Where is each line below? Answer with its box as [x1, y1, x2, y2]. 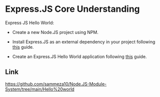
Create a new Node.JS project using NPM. [12, 29, 99, 35]
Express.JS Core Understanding [5, 3, 140, 15]
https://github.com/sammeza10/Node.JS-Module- [5, 81, 107, 87]
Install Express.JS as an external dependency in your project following [12, 38, 156, 45]
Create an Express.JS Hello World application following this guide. [12, 53, 147, 60]
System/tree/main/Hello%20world [5, 86, 75, 92]
